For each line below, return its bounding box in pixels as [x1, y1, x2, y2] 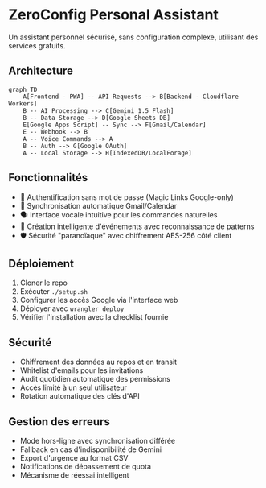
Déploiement [8, 256, 75, 271]
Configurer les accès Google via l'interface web [19, 296, 178, 305]
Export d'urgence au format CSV [19, 453, 129, 462]
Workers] [8, 99, 38, 108]
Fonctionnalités [8, 171, 88, 184]
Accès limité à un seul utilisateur [19, 383, 127, 392]
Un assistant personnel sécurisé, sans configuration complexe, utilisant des [8, 32, 259, 42]
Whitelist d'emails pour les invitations [19, 366, 144, 375]
